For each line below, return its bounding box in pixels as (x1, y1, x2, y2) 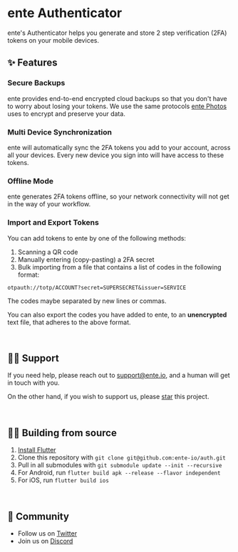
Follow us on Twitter (17, 529, 77, 538)
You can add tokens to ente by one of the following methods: (7, 233, 187, 243)
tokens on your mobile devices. (7, 36, 100, 44)
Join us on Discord (17, 536, 73, 545)
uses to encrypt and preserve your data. (7, 109, 126, 118)
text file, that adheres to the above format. (7, 318, 131, 327)
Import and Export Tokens (7, 218, 100, 228)
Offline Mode (7, 176, 53, 186)
